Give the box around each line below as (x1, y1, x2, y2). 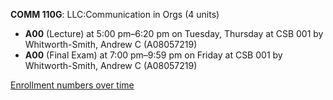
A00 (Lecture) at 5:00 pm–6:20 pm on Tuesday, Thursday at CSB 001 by (24, 28, 324, 39)
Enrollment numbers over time (10, 79, 135, 91)
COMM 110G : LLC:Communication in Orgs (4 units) (10, 9, 220, 20)
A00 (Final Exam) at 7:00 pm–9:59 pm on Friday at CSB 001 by (24, 49, 283, 61)
